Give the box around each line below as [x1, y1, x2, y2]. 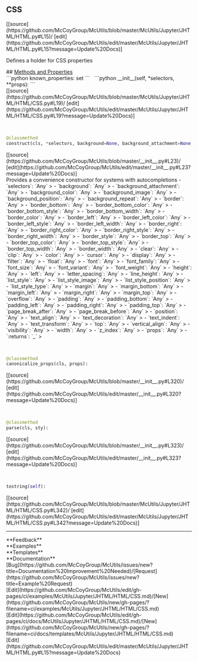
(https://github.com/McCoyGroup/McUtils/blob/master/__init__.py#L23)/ [6, 157, 181, 164]
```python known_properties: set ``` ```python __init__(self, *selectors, [6, 74, 175, 81]
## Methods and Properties [6, 68, 73, 75]
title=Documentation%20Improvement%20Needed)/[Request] [6, 567, 157, 574]
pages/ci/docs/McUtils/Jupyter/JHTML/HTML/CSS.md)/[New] [6, 617, 157, 624]
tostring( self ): [6, 483, 46, 490]
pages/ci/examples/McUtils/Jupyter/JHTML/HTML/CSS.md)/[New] [6, 592, 169, 600]
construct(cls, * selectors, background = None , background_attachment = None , [6, 140, 194, 146]
